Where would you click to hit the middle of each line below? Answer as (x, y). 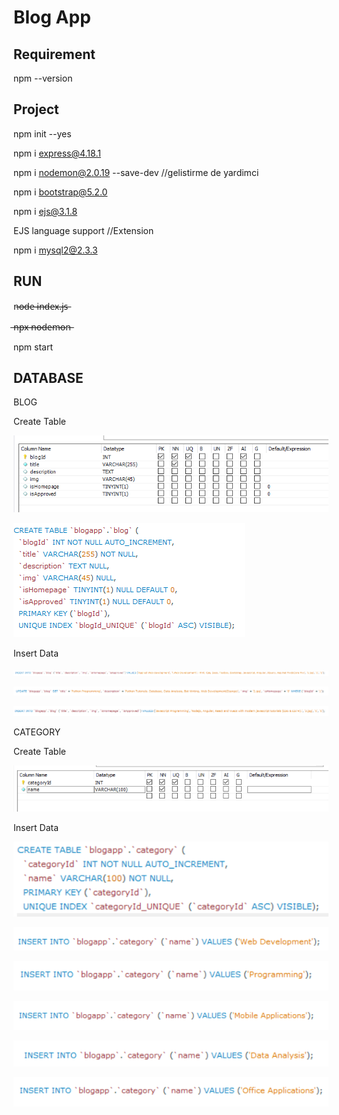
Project (36, 109)
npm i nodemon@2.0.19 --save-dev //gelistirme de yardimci (136, 172)
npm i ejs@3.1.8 (45, 211)
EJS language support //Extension (84, 230)
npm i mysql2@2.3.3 (55, 250)
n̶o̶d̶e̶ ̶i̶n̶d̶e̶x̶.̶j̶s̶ (41, 306)
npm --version (43, 78)
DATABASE (48, 378)
